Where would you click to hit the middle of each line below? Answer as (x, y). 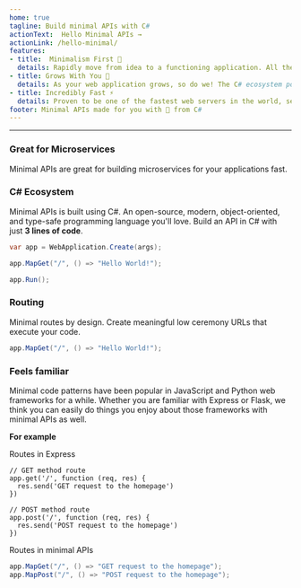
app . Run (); (30, 279)
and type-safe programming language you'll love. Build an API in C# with (143, 221)
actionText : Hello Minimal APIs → (76, 34)
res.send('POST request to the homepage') (98, 525)
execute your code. (45, 331)
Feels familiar (39, 371)
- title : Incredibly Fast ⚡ (62, 92)
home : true (30, 18)
